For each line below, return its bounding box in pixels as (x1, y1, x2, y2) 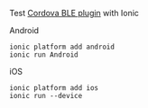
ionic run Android (9, 50, 79, 59)
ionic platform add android (9, 42, 116, 51)
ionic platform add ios (9, 84, 99, 93)
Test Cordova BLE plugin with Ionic (9, 8, 140, 18)
